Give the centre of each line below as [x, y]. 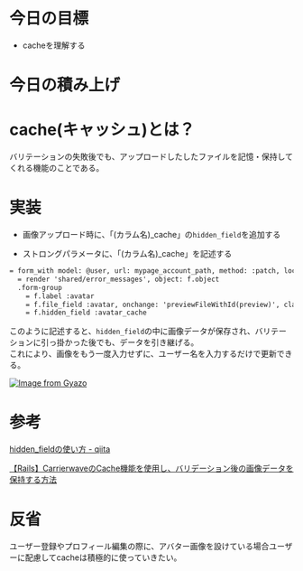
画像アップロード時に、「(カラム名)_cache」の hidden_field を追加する [151, 234]
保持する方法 [33, 480]
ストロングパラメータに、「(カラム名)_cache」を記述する [127, 253]
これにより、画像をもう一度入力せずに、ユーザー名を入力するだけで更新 [143, 354]
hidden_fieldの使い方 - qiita [60, 449]
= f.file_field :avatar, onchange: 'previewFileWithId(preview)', [153, 304]
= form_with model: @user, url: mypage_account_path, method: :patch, [145, 271]
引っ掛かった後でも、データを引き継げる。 [119, 342]
